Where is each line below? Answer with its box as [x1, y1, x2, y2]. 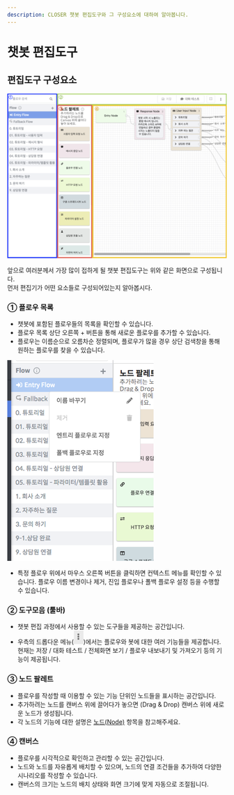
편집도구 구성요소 [7, 74, 77, 86]
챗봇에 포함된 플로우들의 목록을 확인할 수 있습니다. [17, 319, 153, 327]
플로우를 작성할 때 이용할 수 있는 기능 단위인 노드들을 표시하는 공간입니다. [17, 691, 217, 700]
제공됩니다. [30, 655, 61, 663]
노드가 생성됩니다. [24, 709, 74, 717]
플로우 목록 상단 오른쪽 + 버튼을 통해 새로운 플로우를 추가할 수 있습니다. [17, 328, 211, 337]
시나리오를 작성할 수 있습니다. [17, 771, 98, 780]
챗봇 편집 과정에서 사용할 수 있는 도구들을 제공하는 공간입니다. [17, 622, 185, 631]
